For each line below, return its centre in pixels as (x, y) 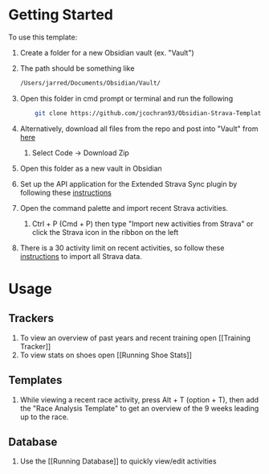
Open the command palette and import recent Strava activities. (124, 208)
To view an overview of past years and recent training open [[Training (135, 338)
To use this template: (43, 37)
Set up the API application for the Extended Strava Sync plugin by (128, 183)
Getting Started (61, 15)
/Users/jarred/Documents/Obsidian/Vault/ (90, 83)
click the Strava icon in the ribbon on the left (105, 232)
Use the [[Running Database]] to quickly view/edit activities (118, 461)
